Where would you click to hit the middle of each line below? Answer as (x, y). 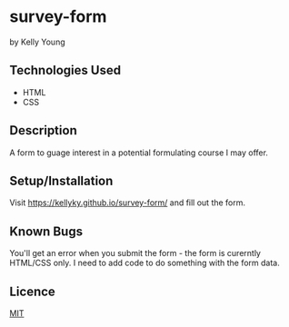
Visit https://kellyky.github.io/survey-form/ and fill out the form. (128, 203)
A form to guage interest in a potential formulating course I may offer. (139, 153)
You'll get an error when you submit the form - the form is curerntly (135, 253)
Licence (33, 291)
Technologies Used (65, 70)
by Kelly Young (37, 42)
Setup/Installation (61, 180)
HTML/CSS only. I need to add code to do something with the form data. (144, 263)
